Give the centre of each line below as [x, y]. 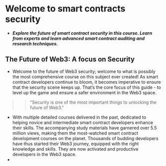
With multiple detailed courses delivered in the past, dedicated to [79, 117]
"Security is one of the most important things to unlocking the [93, 102]
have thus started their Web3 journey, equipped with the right [76, 144]
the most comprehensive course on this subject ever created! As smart [85, 77]
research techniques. [35, 43]
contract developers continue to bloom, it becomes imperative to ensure [86, 82]
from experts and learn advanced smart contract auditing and [79, 38]
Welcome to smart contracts [65, 9]
